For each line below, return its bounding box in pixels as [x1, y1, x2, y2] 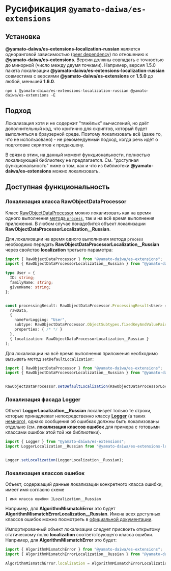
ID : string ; [10, 275, 36, 281]
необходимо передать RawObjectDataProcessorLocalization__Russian [5, 241, 159, 247]
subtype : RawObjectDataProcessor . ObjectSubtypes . [14, 322, 122, 327]
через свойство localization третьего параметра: [5, 246, 113, 253]
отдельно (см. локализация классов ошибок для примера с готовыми [5, 424, 160, 430]
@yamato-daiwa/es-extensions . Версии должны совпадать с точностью [5, 57, 164, 63]
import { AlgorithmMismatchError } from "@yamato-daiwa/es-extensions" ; [5, 547, 163, 552]
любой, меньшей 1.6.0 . [5, 79, 55, 84]
